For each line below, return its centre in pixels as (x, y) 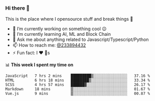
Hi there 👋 (18, 8)
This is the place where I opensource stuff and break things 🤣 (69, 19)
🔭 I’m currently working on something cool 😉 (60, 29)
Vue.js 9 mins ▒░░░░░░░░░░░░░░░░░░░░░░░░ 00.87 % (78, 94)
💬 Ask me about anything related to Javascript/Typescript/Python (81, 39)
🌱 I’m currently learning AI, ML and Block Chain (62, 34)
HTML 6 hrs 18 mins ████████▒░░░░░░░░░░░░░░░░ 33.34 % (78, 80)
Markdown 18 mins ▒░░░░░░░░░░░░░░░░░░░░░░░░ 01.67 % (78, 89)
